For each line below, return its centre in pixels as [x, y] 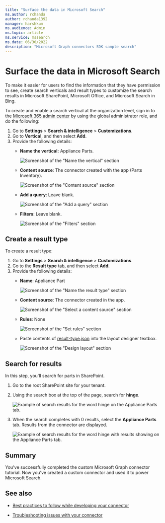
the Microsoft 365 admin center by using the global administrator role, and [81, 116]
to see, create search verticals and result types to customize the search [79, 90]
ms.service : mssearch [28, 38]
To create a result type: [29, 251]
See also [19, 493]
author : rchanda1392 [27, 19]
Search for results [34, 364]
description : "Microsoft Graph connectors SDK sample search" [71, 47]
